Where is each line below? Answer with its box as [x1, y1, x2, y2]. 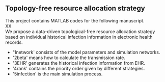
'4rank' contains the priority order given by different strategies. [12, 65, 145, 71]
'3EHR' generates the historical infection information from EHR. [12, 60, 145, 66]
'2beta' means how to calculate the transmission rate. [12, 54, 126, 61]
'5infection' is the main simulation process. [12, 71, 103, 77]
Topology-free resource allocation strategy [5, 4, 145, 13]
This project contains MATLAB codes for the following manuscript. [5, 17, 145, 23]
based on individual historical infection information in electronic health [5, 34, 153, 40]
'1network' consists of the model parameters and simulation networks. [12, 49, 160, 55]
